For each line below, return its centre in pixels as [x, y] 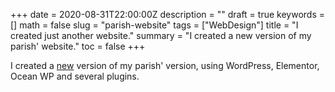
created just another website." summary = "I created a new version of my [161, 35]
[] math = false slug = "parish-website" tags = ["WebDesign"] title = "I [154, 25]
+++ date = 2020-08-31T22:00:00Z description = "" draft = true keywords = [167, 14]
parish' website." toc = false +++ [78, 46]
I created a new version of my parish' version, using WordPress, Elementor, [165, 65]
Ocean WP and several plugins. [75, 76]
